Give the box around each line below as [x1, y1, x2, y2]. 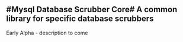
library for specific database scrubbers [6, 14, 154, 24]
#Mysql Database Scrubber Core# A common [6, 5, 178, 15]
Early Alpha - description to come [6, 29, 88, 36]
